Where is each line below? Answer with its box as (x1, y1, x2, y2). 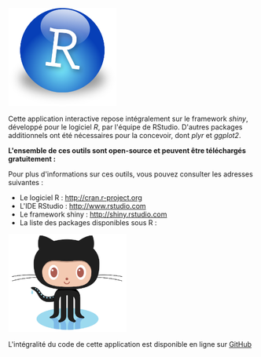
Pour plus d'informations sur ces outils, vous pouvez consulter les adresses (8, 169, 253, 179)
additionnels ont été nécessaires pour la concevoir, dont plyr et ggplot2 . (8, 131, 241, 140)
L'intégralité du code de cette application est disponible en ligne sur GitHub (8, 340, 252, 348)
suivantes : (8, 178, 43, 187)
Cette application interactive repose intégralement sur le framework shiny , (8, 114, 248, 123)
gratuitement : (8, 155, 57, 163)
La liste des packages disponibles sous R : (19, 218, 157, 227)
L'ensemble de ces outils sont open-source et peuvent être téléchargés (8, 146, 246, 155)
